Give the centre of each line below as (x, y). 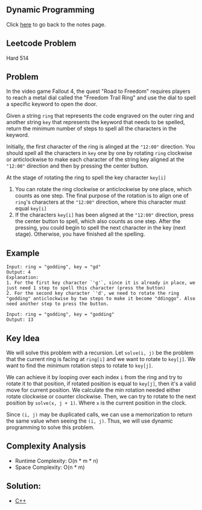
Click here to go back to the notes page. (56, 24)
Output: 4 (19, 272)
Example (23, 253)
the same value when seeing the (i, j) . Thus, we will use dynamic (90, 421)
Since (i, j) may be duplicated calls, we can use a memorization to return (99, 415)
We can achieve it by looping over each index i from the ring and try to (94, 377)
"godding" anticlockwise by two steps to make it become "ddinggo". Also (101, 299)
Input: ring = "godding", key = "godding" (60, 315)
